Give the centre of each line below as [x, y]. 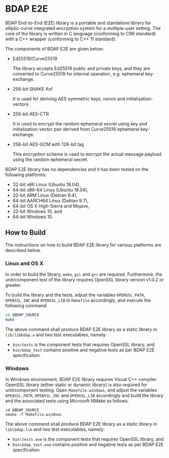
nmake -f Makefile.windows [34, 415]
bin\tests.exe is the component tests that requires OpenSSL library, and [88, 439]
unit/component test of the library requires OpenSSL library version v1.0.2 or [84, 280]
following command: [26, 306]
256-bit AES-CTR [31, 114]
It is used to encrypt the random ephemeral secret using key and [80, 123]
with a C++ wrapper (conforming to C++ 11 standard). [61, 39]
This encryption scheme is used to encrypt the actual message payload [87, 154]
